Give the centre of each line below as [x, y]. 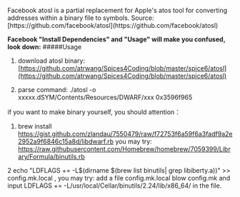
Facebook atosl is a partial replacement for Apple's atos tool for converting [117, 10]
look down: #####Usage [45, 47]
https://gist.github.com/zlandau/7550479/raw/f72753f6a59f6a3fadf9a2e [125, 134]
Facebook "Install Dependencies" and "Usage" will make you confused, [116, 39]
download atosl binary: [51, 61]
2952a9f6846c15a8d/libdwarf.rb [66, 141]
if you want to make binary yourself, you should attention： [94, 112]
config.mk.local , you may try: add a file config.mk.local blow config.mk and [119, 178]
